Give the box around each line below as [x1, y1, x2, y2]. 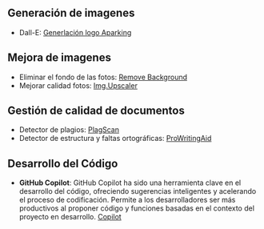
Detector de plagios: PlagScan [18, 125, 119, 135]
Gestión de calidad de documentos [7, 104, 185, 118]
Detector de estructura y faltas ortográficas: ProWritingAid [18, 134, 212, 143]
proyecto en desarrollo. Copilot [18, 212, 122, 222]
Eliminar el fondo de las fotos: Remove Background [18, 72, 188, 82]
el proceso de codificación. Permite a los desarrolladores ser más [18, 195, 236, 205]
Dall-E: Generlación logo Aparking [18, 27, 132, 37]
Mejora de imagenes [7, 51, 111, 65]
